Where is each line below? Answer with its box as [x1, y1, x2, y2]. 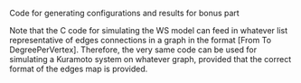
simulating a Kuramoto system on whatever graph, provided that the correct [9, 54, 292, 64]
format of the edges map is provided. [9, 63, 148, 74]
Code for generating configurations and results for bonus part [9, 8, 240, 18]
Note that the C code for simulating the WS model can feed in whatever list [9, 25, 288, 35]
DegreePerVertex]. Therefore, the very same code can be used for [9, 44, 258, 55]
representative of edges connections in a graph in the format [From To [9, 35, 272, 45]
